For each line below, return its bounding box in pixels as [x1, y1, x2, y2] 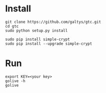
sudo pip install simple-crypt [5, 37, 70, 42]
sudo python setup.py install [5, 28, 68, 33]
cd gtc [5, 23, 19, 29]
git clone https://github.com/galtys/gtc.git [5, 19, 101, 24]
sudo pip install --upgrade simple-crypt [5, 41, 93, 46]
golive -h [5, 78, 26, 84]
